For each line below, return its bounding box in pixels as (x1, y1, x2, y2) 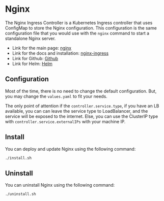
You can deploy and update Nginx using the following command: (5, 146, 136, 152)
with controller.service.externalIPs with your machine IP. (5, 118, 126, 124)
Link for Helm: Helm (12, 61, 53, 67)
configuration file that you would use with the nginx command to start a (5, 30, 150, 36)
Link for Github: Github (12, 55, 58, 61)
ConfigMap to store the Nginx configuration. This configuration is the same (5, 25, 157, 31)
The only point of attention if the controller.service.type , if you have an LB (5, 102, 160, 109)
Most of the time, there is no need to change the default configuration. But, (5, 88, 157, 94)
